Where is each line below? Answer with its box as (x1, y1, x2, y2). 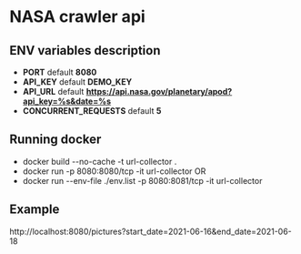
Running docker (9, 132, 102, 147)
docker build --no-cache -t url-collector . (22, 156, 177, 167)
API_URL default (22, 86, 85, 97)
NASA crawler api (9, 6, 145, 27)
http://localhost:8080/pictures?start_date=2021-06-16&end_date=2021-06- (9, 226, 293, 237)
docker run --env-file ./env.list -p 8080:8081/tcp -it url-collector (22, 175, 263, 186)
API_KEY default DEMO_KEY (22, 76, 133, 87)
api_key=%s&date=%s (22, 96, 112, 107)
